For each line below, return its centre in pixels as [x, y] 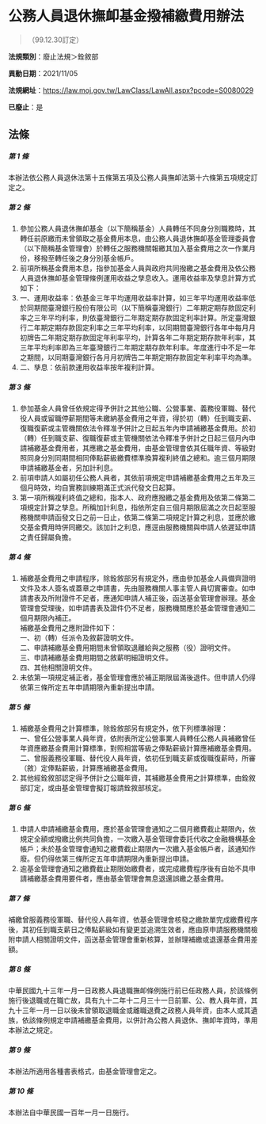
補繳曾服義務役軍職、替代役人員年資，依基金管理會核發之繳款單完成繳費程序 [133, 919]
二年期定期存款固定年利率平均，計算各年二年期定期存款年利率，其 [148, 338]
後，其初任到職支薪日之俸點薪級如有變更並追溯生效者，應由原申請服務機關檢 [133, 930]
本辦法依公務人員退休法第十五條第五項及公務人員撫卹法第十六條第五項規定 [129, 178]
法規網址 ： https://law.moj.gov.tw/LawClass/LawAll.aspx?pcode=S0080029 [131, 90]
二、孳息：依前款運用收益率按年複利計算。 [89, 367]
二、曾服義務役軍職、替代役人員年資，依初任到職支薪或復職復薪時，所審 [137, 759]
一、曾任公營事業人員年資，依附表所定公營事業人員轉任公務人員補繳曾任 [137, 739]
